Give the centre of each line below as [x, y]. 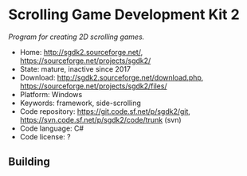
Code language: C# [52, 128]
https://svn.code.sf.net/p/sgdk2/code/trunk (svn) [100, 119]
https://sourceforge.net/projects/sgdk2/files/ [93, 86]
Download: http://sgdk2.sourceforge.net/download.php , [112, 77]
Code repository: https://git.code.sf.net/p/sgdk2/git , [105, 111]
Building [29, 162]
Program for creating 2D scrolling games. [76, 37]
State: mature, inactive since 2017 [75, 68]
